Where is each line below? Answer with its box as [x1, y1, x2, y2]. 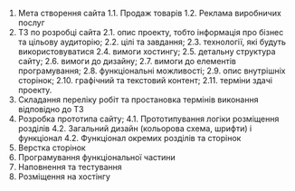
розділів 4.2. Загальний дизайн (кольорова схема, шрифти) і [17, 123, 252, 134]
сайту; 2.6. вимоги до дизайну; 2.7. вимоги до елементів [17, 56, 237, 66]
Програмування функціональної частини [17, 152, 176, 162]
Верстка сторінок [17, 142, 86, 153]
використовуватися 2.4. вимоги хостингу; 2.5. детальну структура [17, 46, 276, 57]
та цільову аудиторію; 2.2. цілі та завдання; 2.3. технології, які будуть [17, 36, 287, 47]
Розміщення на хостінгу [17, 171, 111, 182]
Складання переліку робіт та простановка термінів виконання [17, 94, 259, 105]
